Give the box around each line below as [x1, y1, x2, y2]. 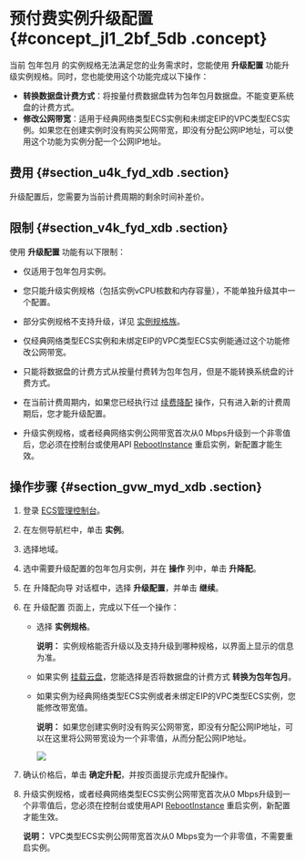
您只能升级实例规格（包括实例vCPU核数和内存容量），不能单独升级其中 [22, 284, 289, 296]
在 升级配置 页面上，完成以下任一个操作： [22, 602, 179, 613]
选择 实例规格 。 [36, 621, 96, 632]
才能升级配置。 [54, 407, 111, 419]
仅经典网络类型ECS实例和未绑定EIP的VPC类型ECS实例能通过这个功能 [22, 334, 282, 346]
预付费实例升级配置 [9, 8, 154, 29]
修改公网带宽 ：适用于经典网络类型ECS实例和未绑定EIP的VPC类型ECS [22, 113, 282, 124]
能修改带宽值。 [36, 702, 93, 713]
